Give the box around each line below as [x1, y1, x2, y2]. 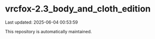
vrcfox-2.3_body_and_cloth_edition [5, 3, 151, 14]
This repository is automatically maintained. [5, 28, 92, 34]
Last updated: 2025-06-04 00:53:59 [5, 19, 78, 25]
